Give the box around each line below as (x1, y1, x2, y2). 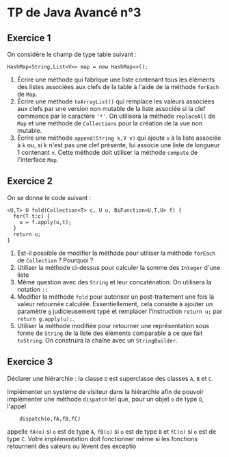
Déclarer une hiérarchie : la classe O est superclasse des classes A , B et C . (7, 374, 214, 382)
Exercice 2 (7, 175, 53, 187)
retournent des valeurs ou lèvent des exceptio (7, 442, 137, 450)
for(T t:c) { (13, 212, 51, 220)
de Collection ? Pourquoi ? (16, 256, 94, 264)
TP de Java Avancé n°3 (7, 5, 142, 21)
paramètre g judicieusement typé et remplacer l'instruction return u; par (16, 307, 223, 315)
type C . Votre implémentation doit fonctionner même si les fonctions (7, 434, 198, 443)
